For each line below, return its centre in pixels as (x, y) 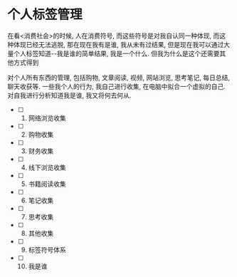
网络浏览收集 (47, 117)
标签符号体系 (47, 249)
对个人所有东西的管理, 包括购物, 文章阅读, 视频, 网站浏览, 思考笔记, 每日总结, (118, 77)
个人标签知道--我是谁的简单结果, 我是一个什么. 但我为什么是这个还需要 (116, 53)
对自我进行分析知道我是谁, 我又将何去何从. (69, 95)
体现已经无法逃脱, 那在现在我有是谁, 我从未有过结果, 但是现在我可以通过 (118, 44)
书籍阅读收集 (47, 184)
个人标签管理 (45, 15)
